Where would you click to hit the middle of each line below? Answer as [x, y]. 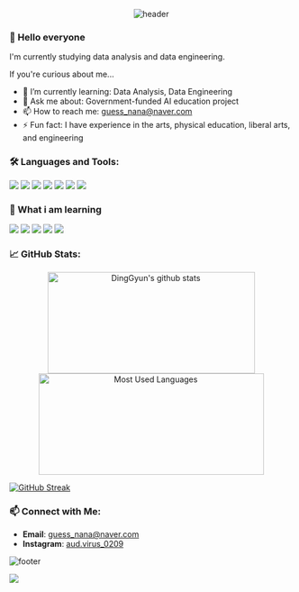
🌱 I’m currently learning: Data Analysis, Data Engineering [127, 92]
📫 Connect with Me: [55, 512]
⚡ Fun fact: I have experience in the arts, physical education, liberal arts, [156, 125]
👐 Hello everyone [47, 37]
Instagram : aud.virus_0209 [73, 544]
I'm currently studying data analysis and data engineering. [117, 57]
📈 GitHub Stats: [45, 254]
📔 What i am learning [55, 209]
